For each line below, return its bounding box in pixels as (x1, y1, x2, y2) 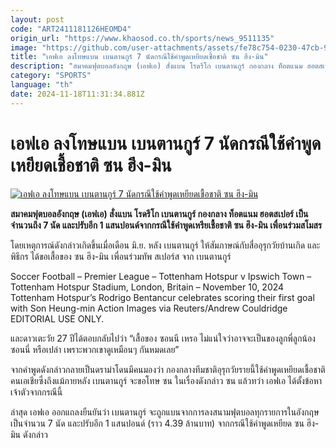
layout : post (10, 14, 65, 25)
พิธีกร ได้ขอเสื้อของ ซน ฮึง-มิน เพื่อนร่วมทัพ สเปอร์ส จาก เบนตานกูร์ (10, 250, 232, 262)
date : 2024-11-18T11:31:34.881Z (10, 89, 145, 99)
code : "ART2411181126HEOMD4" (10, 24, 132, 34)
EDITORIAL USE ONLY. (10, 312, 105, 325)
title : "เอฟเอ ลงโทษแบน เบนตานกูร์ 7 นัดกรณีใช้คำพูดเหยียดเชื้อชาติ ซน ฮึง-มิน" (10, 52, 269, 62)
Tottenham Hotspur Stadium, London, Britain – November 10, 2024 (10, 281, 285, 293)
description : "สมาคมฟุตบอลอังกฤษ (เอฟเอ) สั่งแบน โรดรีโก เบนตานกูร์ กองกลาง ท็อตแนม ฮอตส (10, 61, 323, 71)
